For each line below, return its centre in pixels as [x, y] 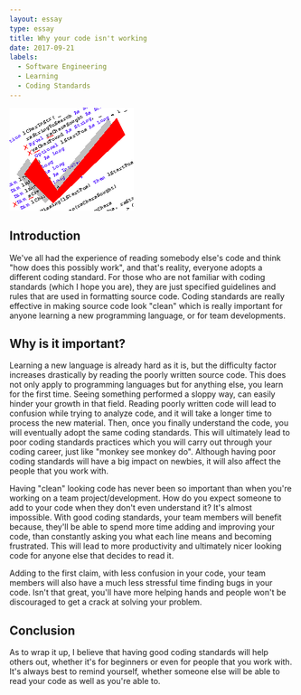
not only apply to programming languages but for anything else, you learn [146, 385]
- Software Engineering [62, 67]
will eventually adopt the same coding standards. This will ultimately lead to [150, 433]
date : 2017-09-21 [42, 48]
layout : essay [36, 19]
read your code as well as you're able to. [85, 681]
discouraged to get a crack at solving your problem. [106, 602]
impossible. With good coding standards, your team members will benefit [146, 517]
